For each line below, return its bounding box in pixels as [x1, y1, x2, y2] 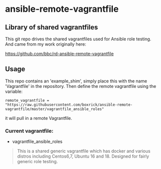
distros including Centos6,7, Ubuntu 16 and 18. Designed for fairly [17, 153, 149, 159]
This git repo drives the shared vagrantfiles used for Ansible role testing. [5, 36, 151, 42]
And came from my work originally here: [5, 41, 86, 47]
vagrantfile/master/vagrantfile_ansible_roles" [5, 107, 105, 112]
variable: [5, 88, 23, 94]
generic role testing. [17, 159, 58, 165]
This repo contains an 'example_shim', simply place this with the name [5, 78, 147, 84]
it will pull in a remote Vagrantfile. [5, 115, 73, 121]
